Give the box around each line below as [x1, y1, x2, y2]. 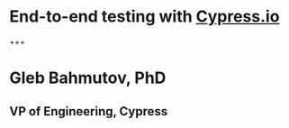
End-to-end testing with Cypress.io [9, 6, 280, 27]
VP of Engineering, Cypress [9, 104, 168, 119]
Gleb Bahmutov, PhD [9, 68, 167, 88]
